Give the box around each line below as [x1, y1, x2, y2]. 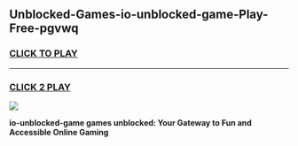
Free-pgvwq [9, 21, 79, 36]
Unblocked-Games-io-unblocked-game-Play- [9, 7, 269, 22]
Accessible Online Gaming [9, 127, 109, 137]
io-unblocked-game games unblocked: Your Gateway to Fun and [9, 117, 253, 127]
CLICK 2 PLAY [9, 81, 71, 93]
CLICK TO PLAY [9, 48, 78, 60]
